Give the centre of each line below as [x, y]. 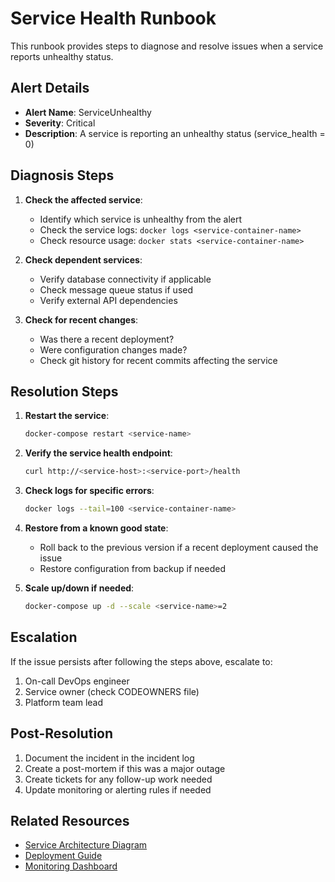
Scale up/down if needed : [79, 588]
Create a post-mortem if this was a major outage [125, 768]
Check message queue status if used [116, 289]
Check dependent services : [83, 259]
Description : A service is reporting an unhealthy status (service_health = [175, 133]
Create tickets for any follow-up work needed [118, 779]
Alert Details [50, 88]
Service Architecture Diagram [86, 845]
